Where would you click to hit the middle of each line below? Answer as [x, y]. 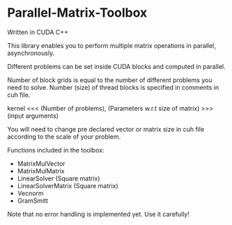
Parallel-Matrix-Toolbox [77, 13]
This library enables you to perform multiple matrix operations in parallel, [111, 45]
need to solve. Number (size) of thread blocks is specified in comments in [113, 87]
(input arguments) [33, 116]
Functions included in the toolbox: [56, 150]
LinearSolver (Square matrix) [59, 178]
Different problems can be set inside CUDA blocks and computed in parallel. [116, 66]
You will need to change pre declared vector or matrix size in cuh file [106, 129]
